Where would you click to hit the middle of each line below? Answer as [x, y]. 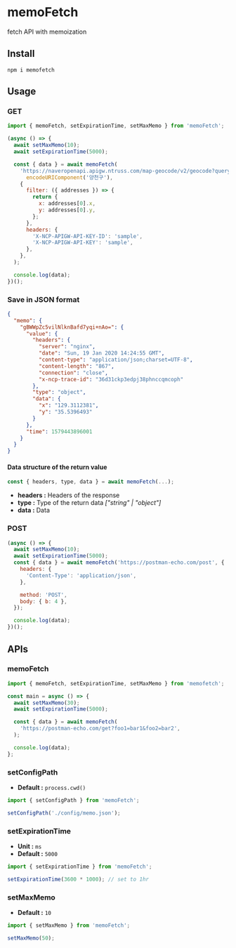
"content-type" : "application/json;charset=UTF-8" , [116, 360]
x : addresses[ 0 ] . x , [67, 204]
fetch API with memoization [47, 32]
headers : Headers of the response [68, 495]
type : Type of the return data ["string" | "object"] [89, 503]
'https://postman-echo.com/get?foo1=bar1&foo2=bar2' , [100, 729]
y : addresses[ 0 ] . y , [67, 210]
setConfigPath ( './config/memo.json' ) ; [64, 813]
